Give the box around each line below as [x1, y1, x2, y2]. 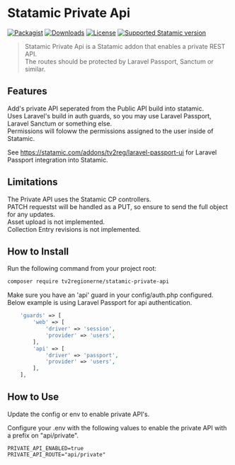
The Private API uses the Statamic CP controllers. [7, 195, 151, 203]
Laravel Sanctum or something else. [7, 119, 112, 128]
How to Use [7, 391, 59, 403]
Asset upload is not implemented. [7, 218, 105, 226]
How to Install [7, 245, 69, 257]
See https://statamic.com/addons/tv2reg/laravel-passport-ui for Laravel [7, 147, 217, 157]
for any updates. [7, 210, 55, 218]
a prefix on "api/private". [7, 431, 79, 439]
